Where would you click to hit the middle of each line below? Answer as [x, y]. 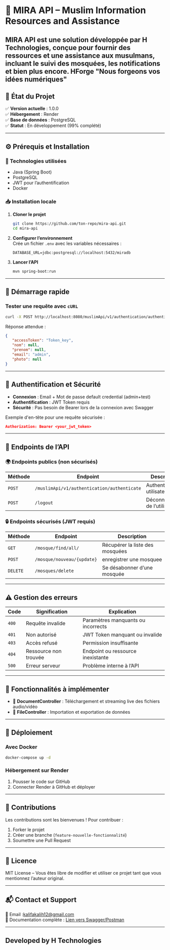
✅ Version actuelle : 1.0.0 [32, 109]
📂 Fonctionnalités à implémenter [57, 689]
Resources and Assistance [62, 21]
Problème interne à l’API [111, 666]
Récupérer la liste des [128, 545]
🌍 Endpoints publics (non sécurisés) [51, 461]
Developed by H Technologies [53, 940]
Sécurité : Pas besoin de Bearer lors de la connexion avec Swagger [83, 407]
